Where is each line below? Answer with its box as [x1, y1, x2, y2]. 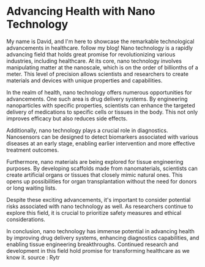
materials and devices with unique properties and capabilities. [6, 77, 163, 84]
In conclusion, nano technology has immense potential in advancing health [6, 227, 195, 234]
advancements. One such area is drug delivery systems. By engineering [6, 95, 188, 103]
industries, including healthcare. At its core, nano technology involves [6, 57, 182, 64]
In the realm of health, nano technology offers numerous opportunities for [6, 88, 192, 96]
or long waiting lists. [6, 184, 57, 192]
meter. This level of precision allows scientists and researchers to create [6, 70, 188, 77]
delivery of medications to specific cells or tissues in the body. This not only [6, 108, 198, 115]
